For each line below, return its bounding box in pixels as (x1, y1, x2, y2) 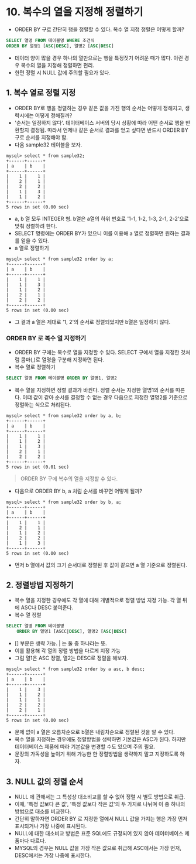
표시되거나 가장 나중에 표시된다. (14, 822, 87, 829)
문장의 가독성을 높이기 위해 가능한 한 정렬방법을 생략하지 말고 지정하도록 (14, 750, 179, 757)
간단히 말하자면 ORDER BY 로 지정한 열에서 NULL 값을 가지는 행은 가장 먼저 (14, 815, 188, 822)
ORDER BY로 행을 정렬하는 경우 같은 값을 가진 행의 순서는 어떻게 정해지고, (14, 104, 184, 111)
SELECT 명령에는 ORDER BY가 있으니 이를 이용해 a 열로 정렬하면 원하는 (14, 230, 180, 237)
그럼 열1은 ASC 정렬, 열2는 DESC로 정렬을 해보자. (14, 654, 129, 662)
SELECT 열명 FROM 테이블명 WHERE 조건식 (6, 37, 95, 43)
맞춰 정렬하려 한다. (14, 222, 57, 229)
